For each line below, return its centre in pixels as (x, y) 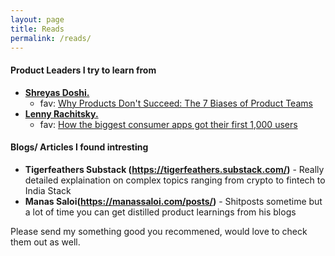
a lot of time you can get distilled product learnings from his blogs (160, 212)
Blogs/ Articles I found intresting (79, 147)
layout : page (37, 19)
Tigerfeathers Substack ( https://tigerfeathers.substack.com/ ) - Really (174, 169)
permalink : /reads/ (51, 38)
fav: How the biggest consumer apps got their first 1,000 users (168, 124)
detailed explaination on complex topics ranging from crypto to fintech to (175, 180)
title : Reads (37, 29)
